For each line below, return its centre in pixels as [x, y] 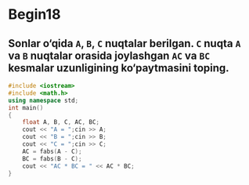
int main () [26, 107]
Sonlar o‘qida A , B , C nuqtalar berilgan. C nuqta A [125, 44]
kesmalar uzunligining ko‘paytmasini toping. [119, 68]
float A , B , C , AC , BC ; [61, 122]
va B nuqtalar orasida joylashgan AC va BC [109, 55]
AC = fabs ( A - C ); [52, 151]
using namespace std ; [43, 100]
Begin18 [34, 15]
